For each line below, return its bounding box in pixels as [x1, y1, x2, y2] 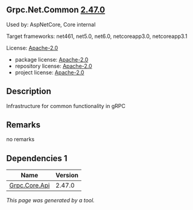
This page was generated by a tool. [6, 197, 95, 204]
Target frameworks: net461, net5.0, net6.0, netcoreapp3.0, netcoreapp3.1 [6, 33, 188, 40]
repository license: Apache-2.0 [14, 62, 92, 69]
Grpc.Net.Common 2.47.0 [6, 5, 106, 15]
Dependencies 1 [6, 153, 68, 164]
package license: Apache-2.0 [14, 56, 89, 63]
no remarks [6, 136, 35, 143]
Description [6, 86, 51, 97]
